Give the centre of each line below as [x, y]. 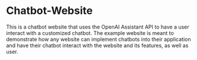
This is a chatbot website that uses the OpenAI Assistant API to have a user [98, 27]
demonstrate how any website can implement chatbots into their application [98, 39]
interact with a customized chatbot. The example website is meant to [90, 33]
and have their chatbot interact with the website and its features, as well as [97, 45]
